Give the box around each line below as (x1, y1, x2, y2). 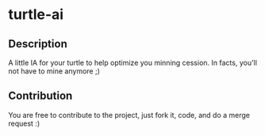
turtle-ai (8, 6, 64, 24)
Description (8, 37, 67, 51)
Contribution (8, 89, 73, 103)
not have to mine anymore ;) (8, 66, 101, 76)
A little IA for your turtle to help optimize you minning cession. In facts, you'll (8, 58, 258, 67)
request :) (8, 119, 40, 128)
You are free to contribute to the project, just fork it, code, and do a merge (8, 110, 251, 119)
